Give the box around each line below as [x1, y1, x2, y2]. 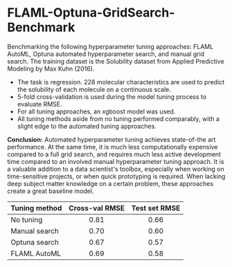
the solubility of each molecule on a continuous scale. [17, 85, 172, 93]
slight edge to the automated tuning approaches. [17, 122, 157, 130]
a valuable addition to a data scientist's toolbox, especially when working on [7, 165, 224, 173]
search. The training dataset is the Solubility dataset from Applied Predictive [7, 57, 224, 65]
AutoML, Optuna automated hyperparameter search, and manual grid [7, 50, 205, 58]
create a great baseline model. [7, 187, 94, 195]
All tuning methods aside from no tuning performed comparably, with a [17, 114, 220, 122]
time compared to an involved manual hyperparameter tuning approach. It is [7, 157, 224, 165]
